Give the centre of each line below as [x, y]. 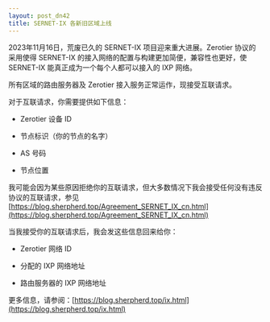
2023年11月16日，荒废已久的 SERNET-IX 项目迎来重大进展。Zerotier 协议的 [132, 47]
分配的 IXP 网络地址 [52, 266]
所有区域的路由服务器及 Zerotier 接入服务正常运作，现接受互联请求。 [122, 85]
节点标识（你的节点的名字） [66, 136]
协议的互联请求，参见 [44, 197]
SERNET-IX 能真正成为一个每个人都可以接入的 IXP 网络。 [103, 67]
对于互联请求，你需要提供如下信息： [69, 101]
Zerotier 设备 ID [46, 118]
